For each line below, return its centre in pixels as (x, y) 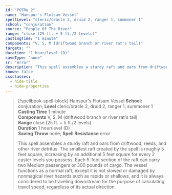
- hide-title (24, 81)
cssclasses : (18, 77)
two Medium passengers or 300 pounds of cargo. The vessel (82, 165)
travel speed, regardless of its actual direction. (67, 187)
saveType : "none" (24, 58)
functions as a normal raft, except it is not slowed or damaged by (86, 170)
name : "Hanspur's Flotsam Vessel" (42, 15)
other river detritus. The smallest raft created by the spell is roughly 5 (91, 148)
